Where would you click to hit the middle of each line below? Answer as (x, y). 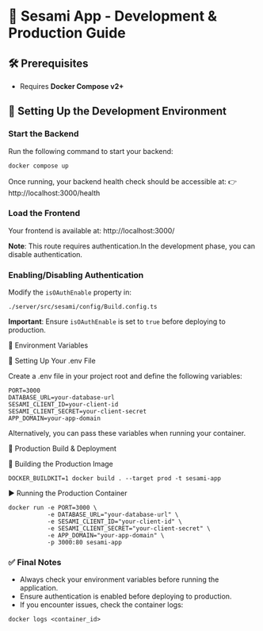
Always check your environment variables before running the (119, 579)
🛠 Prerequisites (48, 63)
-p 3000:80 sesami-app (85, 543)
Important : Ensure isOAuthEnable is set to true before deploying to (117, 321)
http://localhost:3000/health (54, 193)
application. (39, 588)
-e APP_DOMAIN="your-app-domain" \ (106, 536)
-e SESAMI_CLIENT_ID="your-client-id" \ (114, 522)
